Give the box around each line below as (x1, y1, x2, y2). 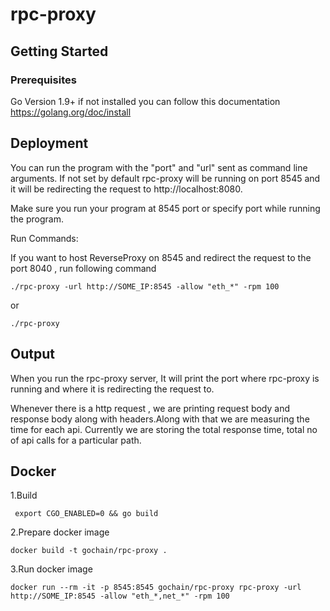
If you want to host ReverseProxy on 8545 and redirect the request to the (10, 251, 312, 263)
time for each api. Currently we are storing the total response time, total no (10, 423, 318, 435)
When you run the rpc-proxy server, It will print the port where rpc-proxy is (10, 372, 320, 384)
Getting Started (10, 43, 109, 60)
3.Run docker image (10, 563, 93, 575)
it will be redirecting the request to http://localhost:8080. (10, 183, 243, 195)
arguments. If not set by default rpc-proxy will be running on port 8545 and (10, 172, 321, 184)
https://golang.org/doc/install (10, 106, 132, 118)
